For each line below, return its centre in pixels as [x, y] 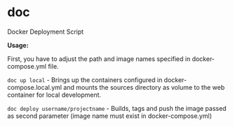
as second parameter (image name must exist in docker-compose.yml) [109, 116]
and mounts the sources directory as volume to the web [144, 87]
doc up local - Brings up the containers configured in [85, 80]
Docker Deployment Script [46, 32]
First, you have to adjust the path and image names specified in [99, 59]
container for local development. [54, 95]
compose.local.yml [34, 87]
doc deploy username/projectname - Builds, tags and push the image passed [117, 108]
